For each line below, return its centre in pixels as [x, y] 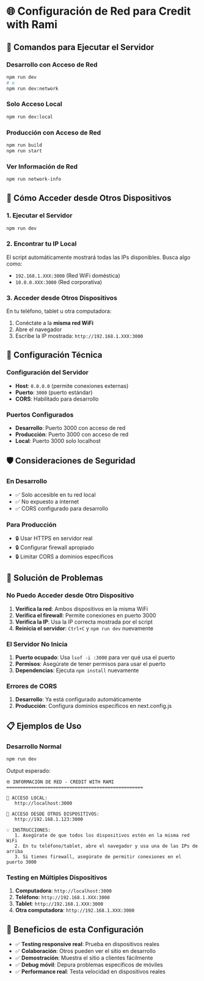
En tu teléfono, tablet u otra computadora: [59, 311]
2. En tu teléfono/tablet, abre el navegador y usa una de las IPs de [106, 846]
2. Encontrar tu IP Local [42, 244]
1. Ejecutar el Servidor [39, 216]
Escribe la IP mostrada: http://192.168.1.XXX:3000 [79, 336]
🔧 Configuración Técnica [54, 355]
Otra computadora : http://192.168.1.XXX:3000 [75, 910]
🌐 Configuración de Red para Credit [99, 11]
